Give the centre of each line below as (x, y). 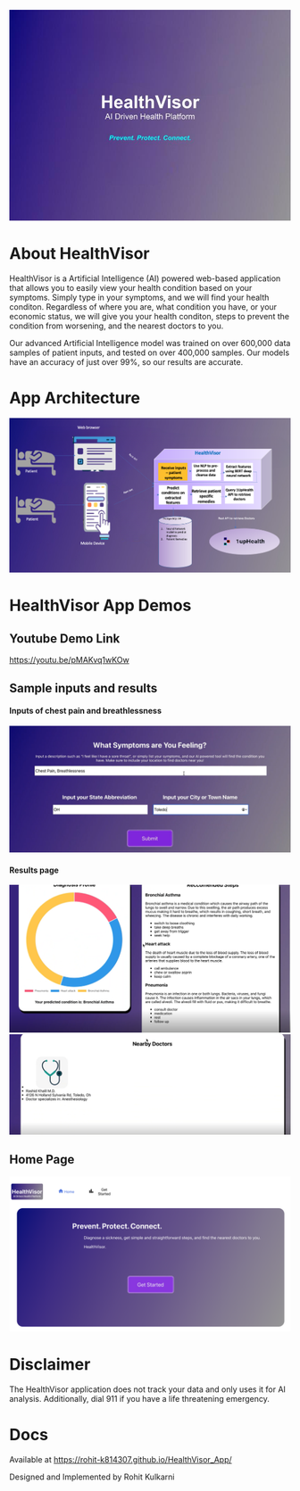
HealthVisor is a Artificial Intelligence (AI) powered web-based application (145, 278)
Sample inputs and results (83, 688)
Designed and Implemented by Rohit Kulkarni (92, 1477)
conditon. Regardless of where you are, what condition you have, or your (143, 306)
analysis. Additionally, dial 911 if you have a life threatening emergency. (139, 1399)
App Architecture (75, 398)
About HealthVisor (79, 254)
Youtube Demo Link (65, 638)
